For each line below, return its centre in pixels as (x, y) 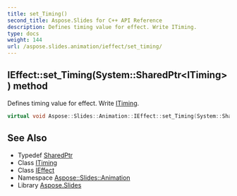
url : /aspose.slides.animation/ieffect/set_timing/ (85, 47)
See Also (27, 138)
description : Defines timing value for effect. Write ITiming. (102, 27)
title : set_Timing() (38, 14)
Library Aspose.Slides (49, 185)
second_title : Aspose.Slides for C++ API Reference (85, 20)
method (30, 86)
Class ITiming (37, 162)
